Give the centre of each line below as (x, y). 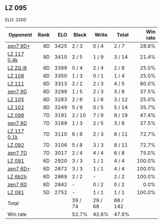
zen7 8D (17, 123)
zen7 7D (17, 153)
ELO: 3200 (16, 19)
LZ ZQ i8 (17, 68)
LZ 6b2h (17, 176)
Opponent (20, 34)
